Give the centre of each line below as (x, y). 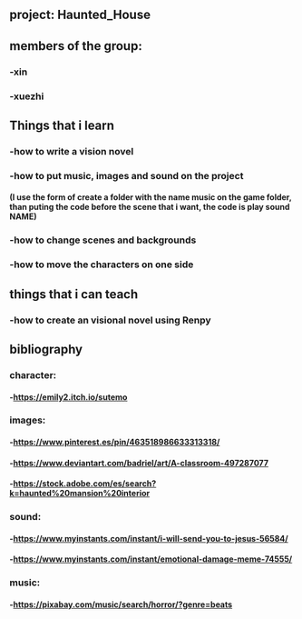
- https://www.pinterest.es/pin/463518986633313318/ (115, 442)
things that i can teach (74, 294)
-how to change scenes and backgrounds (103, 240)
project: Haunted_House (80, 15)
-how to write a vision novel (72, 151)
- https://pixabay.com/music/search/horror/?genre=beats (121, 604)
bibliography (46, 349)
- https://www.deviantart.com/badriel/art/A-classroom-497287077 (139, 463)
